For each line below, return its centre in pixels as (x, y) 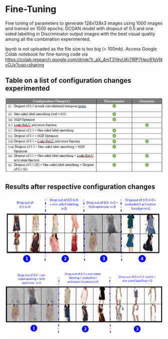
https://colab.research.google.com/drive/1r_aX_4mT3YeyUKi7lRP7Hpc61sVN (84, 59)
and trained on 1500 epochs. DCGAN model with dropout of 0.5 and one (79, 28)
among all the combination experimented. (48, 39)
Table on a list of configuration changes (68, 80)
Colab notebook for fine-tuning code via (46, 54)
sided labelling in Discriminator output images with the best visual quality (80, 34)
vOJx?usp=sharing (25, 65)
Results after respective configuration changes (80, 187)
